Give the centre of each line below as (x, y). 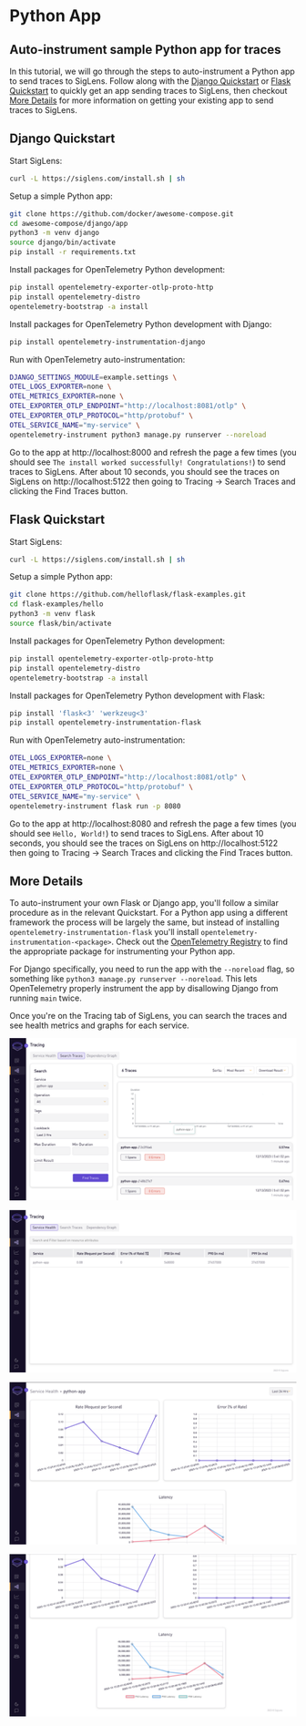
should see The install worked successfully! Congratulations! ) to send (148, 462)
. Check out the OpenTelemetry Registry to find (199, 942)
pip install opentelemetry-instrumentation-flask (106, 723)
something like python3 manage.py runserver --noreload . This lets (133, 979)
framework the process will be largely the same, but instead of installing (144, 922)
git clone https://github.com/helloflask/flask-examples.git (128, 595)
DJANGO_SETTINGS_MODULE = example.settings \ (93, 377)
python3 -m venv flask (52, 614)
